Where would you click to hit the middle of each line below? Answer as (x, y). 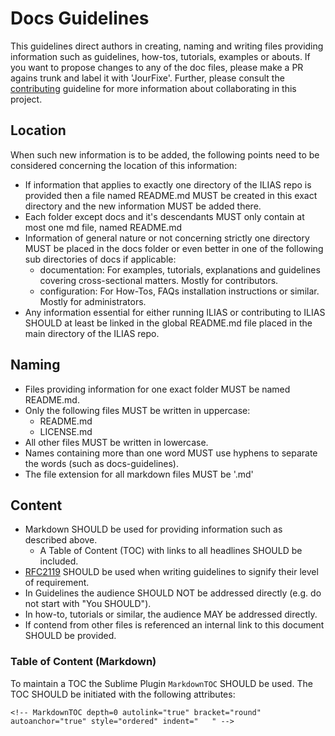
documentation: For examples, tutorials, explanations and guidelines (180, 269)
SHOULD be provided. (70, 636)
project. (26, 99)
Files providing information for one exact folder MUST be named (157, 389)
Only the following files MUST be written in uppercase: (137, 410)
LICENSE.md (66, 431)
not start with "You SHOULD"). (88, 604)
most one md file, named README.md (103, 227)
